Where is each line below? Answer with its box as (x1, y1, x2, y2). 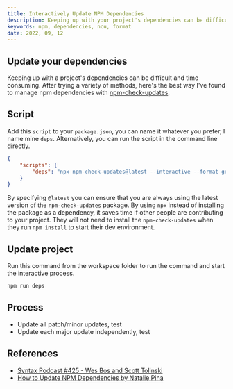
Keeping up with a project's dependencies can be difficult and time (7, 74, 199, 82)
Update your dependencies (7, 55, 128, 67)
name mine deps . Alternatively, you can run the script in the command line (7, 134, 218, 142)
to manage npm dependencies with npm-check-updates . (7, 88, 170, 97)
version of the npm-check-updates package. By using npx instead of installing (7, 201, 224, 209)
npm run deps (7, 283, 45, 290)
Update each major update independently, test (17, 327, 150, 336)
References (7, 348, 58, 360)
